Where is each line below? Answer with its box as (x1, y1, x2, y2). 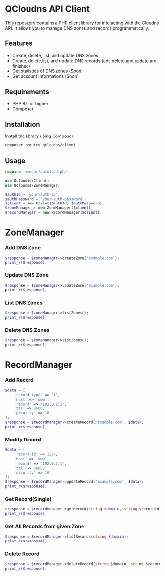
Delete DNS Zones (5, 327, 50, 334)
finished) (12, 63, 30, 68)
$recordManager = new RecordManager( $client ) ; (5, 210, 102, 215)
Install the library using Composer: (5, 133, 75, 139)
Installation (5, 120, 40, 129)
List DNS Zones (5, 299, 43, 306)
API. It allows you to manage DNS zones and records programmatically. (5, 25, 149, 31)
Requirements (5, 88, 49, 96)
